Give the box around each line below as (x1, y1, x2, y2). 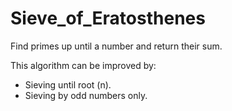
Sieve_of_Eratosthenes (10, 7, 206, 30)
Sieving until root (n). (24, 78, 112, 91)
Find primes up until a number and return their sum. (10, 40, 223, 52)
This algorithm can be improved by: (10, 59, 157, 71)
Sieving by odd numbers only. (24, 89, 148, 101)
